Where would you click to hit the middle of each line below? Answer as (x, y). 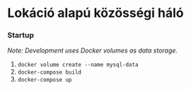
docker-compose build (49, 72)
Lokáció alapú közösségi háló (95, 13)
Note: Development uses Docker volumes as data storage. (93, 50)
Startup (21, 35)
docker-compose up (45, 80)
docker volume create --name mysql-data (78, 65)
